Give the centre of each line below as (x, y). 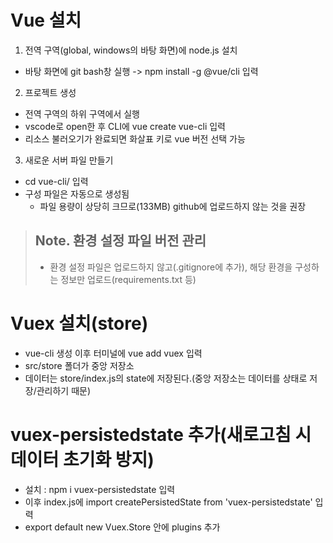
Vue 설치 (46, 20)
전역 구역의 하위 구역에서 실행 (82, 113)
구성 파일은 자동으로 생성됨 (77, 193)
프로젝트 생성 (50, 92)
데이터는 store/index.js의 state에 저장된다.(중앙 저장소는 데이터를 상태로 (166, 378)
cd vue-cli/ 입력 (56, 181)
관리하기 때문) (64, 390)
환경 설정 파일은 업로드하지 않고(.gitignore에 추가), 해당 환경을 (171, 267)
